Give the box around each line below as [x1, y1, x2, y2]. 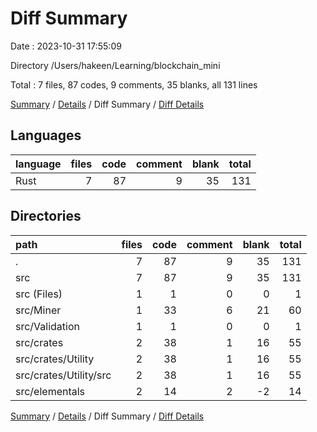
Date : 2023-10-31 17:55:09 [10, 40, 122, 52]
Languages [10, 127, 82, 144]
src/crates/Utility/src [15, 368, 112, 382]
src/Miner [15, 303, 62, 317]
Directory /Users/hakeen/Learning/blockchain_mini [10, 59, 221, 71]
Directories [10, 208, 82, 225]
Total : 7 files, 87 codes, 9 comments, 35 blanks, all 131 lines [10, 78, 258, 91]
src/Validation [15, 319, 81, 333]
